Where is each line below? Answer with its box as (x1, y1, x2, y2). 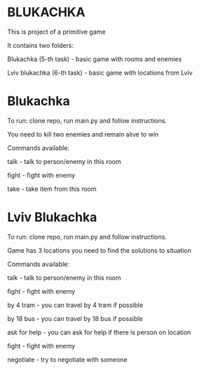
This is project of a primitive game (7, 27, 106, 36)
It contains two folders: (7, 41, 74, 49)
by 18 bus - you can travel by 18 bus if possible (7, 314, 143, 322)
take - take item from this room (7, 184, 97, 193)
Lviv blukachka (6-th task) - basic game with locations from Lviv (7, 68, 193, 77)
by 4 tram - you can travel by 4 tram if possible (7, 301, 144, 309)
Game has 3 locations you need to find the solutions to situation (7, 246, 192, 254)
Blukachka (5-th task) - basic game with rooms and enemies (7, 54, 182, 63)
